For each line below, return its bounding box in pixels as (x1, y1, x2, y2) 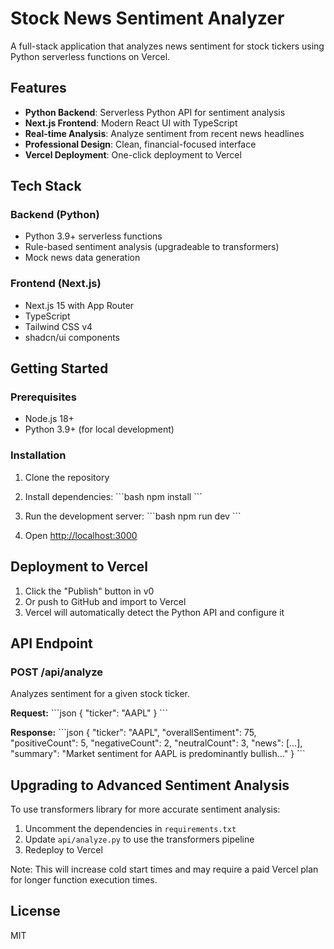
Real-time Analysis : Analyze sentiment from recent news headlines (24, 127, 305, 139)
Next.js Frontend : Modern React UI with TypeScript (24, 117, 238, 129)
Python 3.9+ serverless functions (24, 230, 163, 242)
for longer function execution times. (10, 874, 158, 886)
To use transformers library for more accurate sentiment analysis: (10, 803, 281, 816)
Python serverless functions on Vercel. (10, 50, 171, 62)
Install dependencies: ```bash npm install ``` (24, 490, 203, 502)
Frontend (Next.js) (10, 277, 102, 291)
